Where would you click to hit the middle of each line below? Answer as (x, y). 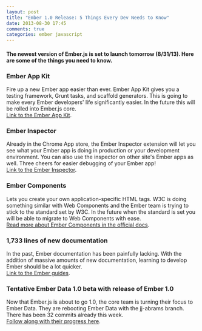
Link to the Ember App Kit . (39, 115)
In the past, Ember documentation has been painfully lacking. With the (94, 253)
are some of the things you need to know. (59, 60)
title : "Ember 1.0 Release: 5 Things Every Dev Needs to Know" (88, 18)
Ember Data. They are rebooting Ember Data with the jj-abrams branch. (95, 309)
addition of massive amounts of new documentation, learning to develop (97, 260)
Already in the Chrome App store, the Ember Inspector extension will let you (101, 144)
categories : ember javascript (45, 35)
